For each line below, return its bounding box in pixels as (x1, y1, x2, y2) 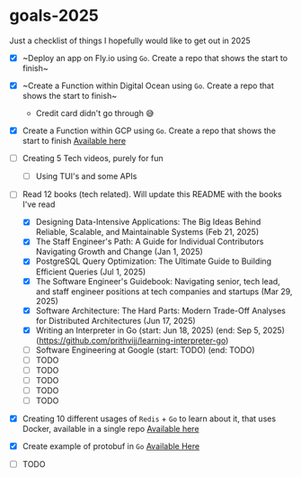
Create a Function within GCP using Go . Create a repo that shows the (22, 125, 277, 136)
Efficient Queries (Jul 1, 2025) (35, 266, 146, 277)
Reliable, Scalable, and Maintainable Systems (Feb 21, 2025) (35, 227, 259, 238)
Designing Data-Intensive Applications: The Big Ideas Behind (35, 217, 261, 228)
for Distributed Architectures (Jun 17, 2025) (35, 315, 196, 326)
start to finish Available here (22, 136, 127, 147)
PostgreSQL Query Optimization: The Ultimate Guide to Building (35, 256, 272, 266)
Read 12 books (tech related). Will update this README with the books (22, 189, 282, 200)
